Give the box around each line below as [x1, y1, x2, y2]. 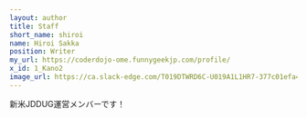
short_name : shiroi [9, 30, 84, 39]
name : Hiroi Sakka [9, 38, 79, 48]
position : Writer [9, 47, 76, 56]
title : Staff [9, 22, 59, 31]
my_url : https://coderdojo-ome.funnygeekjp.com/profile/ [9, 55, 231, 64]
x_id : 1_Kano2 [9, 64, 64, 74]
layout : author [9, 13, 68, 23]
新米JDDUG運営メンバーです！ [9, 98, 126, 109]
